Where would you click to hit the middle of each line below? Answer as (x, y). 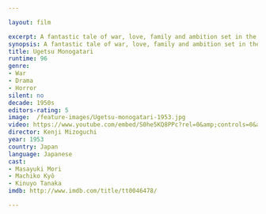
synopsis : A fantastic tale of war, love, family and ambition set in (127, 44)
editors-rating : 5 (38, 110)
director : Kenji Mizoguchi (53, 132)
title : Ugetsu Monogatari (51, 51)
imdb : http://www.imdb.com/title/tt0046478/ (83, 191)
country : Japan (33, 147)
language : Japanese (40, 154)
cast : (17, 161)
